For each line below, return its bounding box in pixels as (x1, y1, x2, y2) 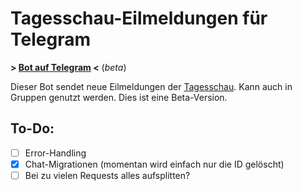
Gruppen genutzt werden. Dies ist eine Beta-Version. (10, 91, 228, 103)
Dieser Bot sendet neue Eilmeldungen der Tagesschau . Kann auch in (10, 80, 293, 92)
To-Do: (10, 120, 55, 137)
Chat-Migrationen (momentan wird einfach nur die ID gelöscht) (24, 158, 285, 170)
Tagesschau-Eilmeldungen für (10, 7, 268, 30)
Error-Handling (24, 147, 87, 159)
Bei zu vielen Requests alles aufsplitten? (24, 169, 191, 181)
